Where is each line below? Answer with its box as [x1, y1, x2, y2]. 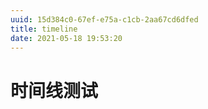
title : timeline [10, 24, 78, 34]
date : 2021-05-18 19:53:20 [10, 33, 123, 43]
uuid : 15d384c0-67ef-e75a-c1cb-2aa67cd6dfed [10, 14, 199, 25]
